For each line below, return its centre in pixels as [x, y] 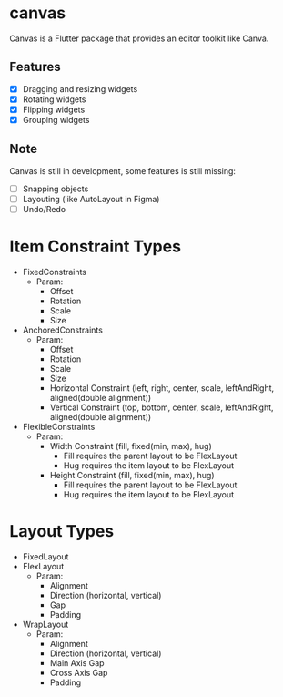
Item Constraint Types [96, 246]
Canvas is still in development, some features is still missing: [123, 170]
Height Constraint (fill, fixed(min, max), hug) [132, 475]
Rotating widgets [54, 99]
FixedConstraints [55, 272]
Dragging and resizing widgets [80, 88]
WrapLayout [45, 624]
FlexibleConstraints [59, 426]
